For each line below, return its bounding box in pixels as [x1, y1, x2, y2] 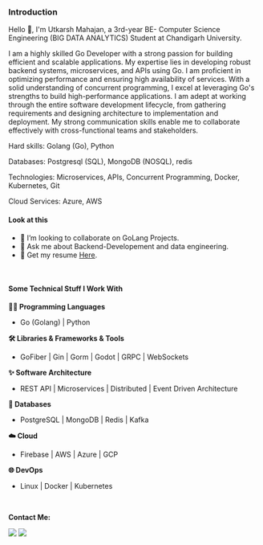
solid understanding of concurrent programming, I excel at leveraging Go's [8, 83, 255, 92]
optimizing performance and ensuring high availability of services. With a [8, 75, 250, 84]
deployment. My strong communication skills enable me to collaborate [8, 117, 241, 127]
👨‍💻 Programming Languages [8, 301, 106, 311]
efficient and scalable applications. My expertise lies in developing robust [8, 57, 251, 67]
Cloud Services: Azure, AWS [8, 196, 103, 207]
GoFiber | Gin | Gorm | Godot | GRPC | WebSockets [19, 352, 189, 362]
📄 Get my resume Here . [19, 250, 98, 260]
